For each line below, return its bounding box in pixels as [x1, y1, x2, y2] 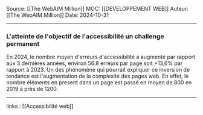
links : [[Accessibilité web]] [6, 102, 74, 110]
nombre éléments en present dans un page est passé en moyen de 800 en [6, 79, 192, 86]
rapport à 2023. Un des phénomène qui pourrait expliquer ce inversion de [6, 66, 190, 73]
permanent [6, 39, 40, 48]
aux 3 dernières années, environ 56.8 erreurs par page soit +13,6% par [6, 60, 183, 67]
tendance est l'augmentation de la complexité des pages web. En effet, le [6, 72, 189, 80]
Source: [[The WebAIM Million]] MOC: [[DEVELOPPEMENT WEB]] [6, 5, 169, 12]
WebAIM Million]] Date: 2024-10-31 [21, 11, 109, 19]
